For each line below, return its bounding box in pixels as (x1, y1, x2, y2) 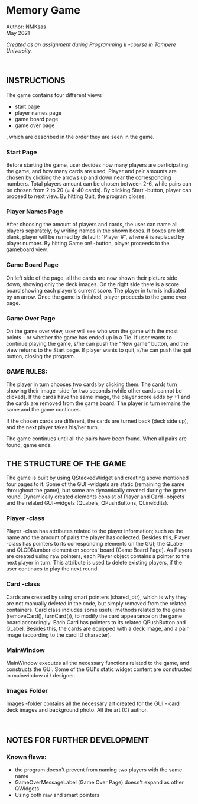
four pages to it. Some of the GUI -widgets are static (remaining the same (6, 481, 185, 488)
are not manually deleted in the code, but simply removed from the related (6, 599, 187, 607)
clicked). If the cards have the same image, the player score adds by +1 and (6, 394, 190, 401)
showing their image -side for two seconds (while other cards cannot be (6, 387, 182, 394)
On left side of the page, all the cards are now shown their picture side (6, 274, 177, 281)
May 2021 (6, 29, 30, 36)
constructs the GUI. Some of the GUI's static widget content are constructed (6, 666, 192, 673)
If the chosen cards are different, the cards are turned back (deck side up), (6, 417, 189, 424)
